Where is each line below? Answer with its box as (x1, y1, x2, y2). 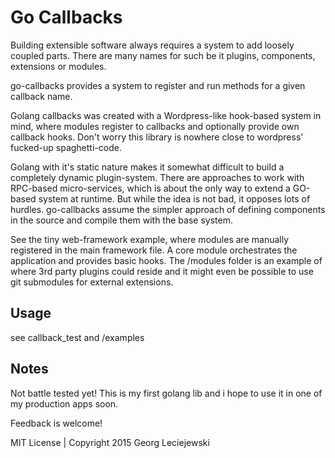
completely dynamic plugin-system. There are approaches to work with (10, 171, 305, 183)
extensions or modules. (10, 60, 107, 72)
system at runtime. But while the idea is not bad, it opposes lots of (38, 192, 311, 205)
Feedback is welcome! (10, 417, 103, 429)
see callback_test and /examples (10, 331, 145, 343)
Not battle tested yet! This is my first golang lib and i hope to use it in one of (10, 387, 323, 399)
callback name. (10, 90, 73, 102)
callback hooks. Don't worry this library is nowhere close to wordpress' (10, 131, 304, 143)
